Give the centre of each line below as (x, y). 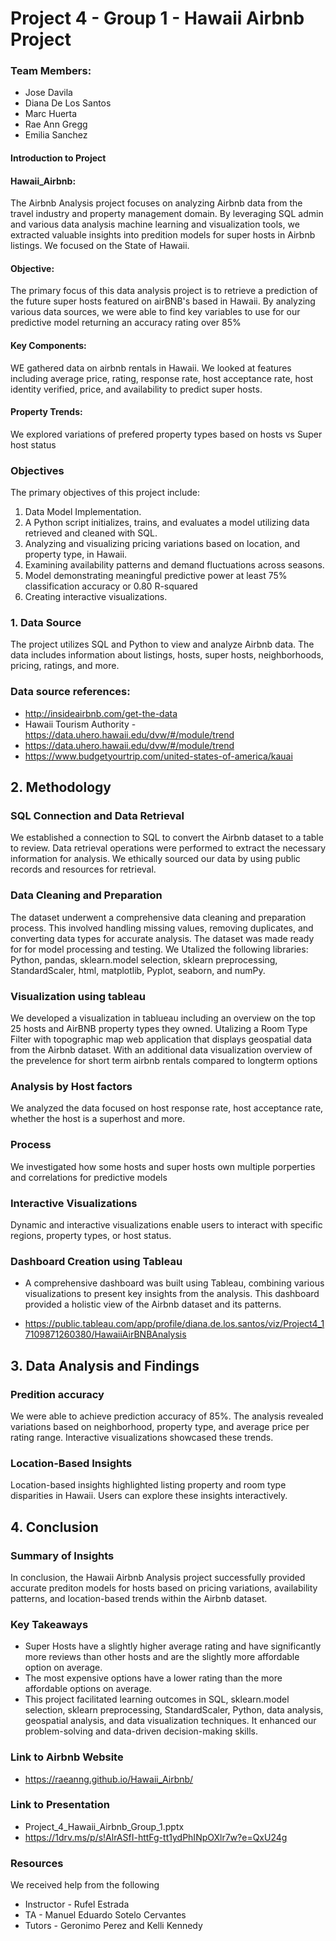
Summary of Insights (62, 1555)
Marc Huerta (51, 114)
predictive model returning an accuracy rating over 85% (126, 323)
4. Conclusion (54, 1527)
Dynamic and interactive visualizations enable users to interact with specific (166, 1224)
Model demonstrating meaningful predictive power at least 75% (156, 576)
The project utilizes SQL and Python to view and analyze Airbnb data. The (162, 644)
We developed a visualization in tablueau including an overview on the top (163, 1018)
